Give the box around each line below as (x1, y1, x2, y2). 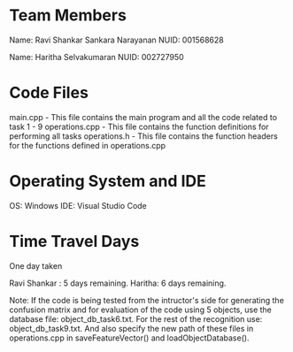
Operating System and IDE (9, 172, 206, 191)
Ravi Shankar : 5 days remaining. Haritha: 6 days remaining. (9, 278, 227, 288)
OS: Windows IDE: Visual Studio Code (9, 200, 148, 210)
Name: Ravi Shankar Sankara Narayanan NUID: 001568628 (9, 34, 224, 45)
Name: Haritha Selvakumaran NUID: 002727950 (9, 51, 184, 62)
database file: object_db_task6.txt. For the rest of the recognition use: (9, 313, 263, 324)
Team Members (9, 5, 127, 26)
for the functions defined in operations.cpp (9, 140, 166, 150)
